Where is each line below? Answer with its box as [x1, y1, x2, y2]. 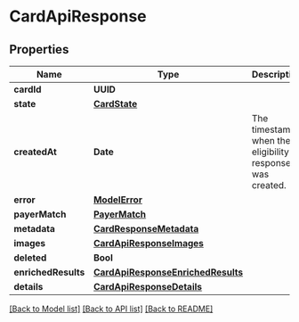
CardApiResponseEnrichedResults [93, 266, 243, 278]
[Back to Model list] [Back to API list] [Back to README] [9, 303, 214, 314]
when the [251, 135, 291, 146]
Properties [9, 42, 69, 57]
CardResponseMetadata [93, 223, 199, 235]
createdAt [13, 145, 58, 158]
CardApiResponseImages [93, 237, 205, 249]
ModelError [93, 194, 142, 206]
